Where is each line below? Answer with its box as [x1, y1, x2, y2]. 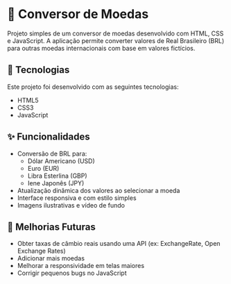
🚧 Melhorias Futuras [7, 221, 96, 233]
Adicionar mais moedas [17, 254, 85, 262]
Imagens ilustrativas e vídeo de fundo [17, 201, 125, 209]
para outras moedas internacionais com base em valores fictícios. [7, 44, 196, 52]
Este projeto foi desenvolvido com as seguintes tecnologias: [7, 83, 179, 91]
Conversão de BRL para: [17, 149, 87, 158]
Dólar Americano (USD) [27, 156, 95, 165]
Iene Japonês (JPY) [27, 178, 85, 187]
